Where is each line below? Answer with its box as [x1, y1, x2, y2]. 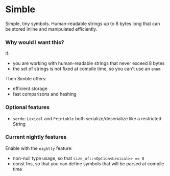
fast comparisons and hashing [12, 91, 77, 97]
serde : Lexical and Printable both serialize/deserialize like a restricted [12, 115, 162, 121]
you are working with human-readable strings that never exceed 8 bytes [12, 60, 165, 67]
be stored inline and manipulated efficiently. [5, 26, 98, 32]
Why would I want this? [5, 38, 64, 46]
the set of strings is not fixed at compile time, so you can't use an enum [12, 65, 161, 72]
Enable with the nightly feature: [5, 145, 73, 151]
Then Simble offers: [5, 76, 47, 82]
